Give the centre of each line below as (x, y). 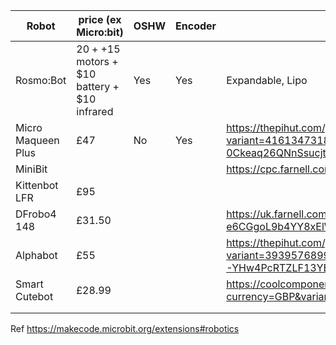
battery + (98, 86)
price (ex (100, 19)
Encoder (196, 26)
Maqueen (37, 140)
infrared (95, 111)
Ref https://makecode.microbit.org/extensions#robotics (125, 328)
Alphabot (36, 255)
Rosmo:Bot (41, 80)
